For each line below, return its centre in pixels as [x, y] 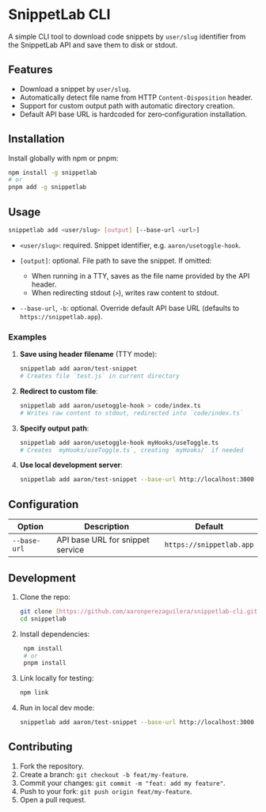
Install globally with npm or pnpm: [63, 158]
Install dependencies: [55, 634]
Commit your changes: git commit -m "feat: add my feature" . [122, 783]
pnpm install [45, 663]
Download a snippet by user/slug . [75, 89]
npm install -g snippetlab [53, 173]
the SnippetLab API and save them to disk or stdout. [93, 44]
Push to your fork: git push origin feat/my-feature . [106, 791]
